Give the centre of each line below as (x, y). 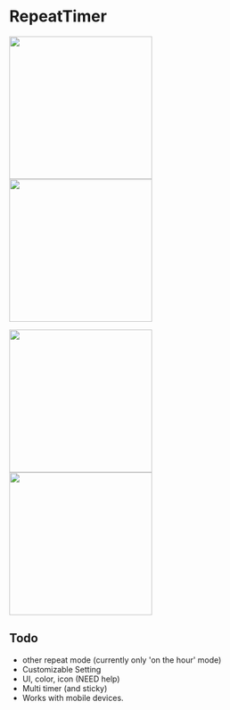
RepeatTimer (58, 17)
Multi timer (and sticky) (65, 688)
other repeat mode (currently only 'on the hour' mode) (122, 660)
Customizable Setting (62, 669)
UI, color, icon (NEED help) (71, 679)
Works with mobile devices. (73, 698)
